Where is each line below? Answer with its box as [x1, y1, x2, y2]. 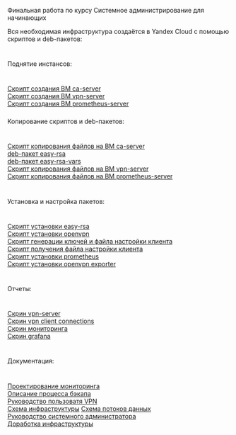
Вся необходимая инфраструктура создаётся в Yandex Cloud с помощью [7, 28, 230, 35]
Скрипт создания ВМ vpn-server [7, 92, 105, 101]
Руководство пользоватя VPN [7, 397, 98, 405]
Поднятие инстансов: [7, 60, 72, 68]
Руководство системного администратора [7, 412, 136, 420]
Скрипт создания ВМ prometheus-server [7, 99, 129, 108]
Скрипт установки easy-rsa [7, 222, 90, 230]
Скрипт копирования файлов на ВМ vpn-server [7, 164, 149, 173]
